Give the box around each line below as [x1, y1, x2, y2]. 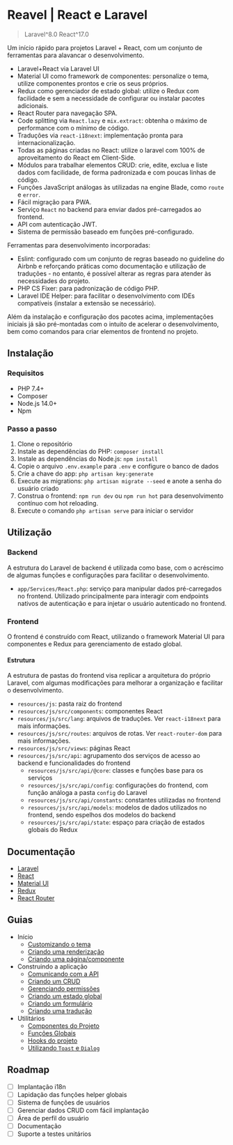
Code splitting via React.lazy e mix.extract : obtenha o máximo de [17, 116, 207, 125]
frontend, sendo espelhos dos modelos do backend [27, 811, 176, 819]
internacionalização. [17, 138, 76, 146]
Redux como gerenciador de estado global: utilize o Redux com [17, 86, 200, 95]
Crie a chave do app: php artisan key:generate [17, 469, 154, 478]
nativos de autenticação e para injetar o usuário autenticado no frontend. [17, 599, 227, 607]
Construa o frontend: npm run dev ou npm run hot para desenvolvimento [17, 492, 224, 500]
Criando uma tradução [27, 1006, 93, 1015]
